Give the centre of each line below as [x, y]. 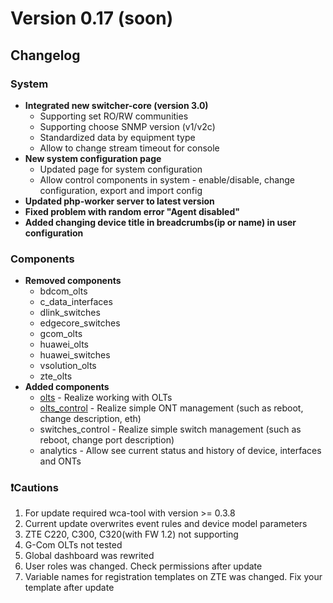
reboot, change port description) [107, 440]
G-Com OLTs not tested [73, 545]
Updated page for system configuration [121, 169]
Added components [67, 387]
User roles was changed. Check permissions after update [143, 566]
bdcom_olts [63, 291]
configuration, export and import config [121, 190]
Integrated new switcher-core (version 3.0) [116, 105]
